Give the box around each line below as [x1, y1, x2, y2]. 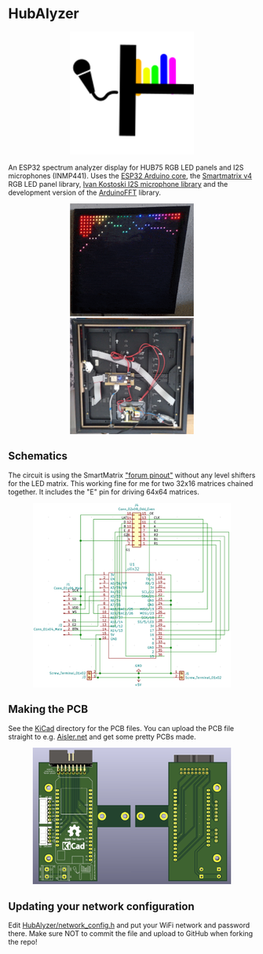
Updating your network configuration [8, 900, 195, 913]
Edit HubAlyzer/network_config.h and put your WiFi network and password [8, 920, 250, 930]
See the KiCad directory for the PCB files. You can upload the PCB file [8, 723, 234, 733]
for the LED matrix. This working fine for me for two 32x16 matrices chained [8, 478, 254, 488]
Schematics [8, 449, 68, 463]
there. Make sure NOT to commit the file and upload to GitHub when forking [8, 929, 254, 938]
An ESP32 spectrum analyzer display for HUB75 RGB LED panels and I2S [8, 163, 244, 172]
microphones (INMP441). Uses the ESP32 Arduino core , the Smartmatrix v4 [8, 170, 253, 181]
